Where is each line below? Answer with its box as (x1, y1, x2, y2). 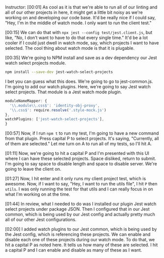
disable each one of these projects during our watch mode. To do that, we (5, 237, 155, 243)
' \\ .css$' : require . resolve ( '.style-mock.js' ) (9, 108, 107, 112)
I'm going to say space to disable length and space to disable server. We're (5, 161, 157, 167)
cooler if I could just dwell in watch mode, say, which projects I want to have (5, 40, 159, 46)
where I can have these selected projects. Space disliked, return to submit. (5, 155, 156, 162)
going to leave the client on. (5, 166, 61, 172)
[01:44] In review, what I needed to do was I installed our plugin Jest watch (5, 201, 157, 207)
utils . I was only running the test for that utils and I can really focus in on (5, 186, 153, 192)
